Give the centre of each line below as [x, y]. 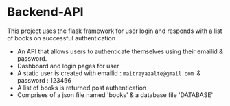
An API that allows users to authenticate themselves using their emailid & [120, 51]
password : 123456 [44, 80]
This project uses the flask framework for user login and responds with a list [115, 31]
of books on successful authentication [61, 38]
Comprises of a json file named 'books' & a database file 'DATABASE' [115, 95]
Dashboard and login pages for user [68, 66]
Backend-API [45, 12]
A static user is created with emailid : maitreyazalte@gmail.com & [109, 73]
